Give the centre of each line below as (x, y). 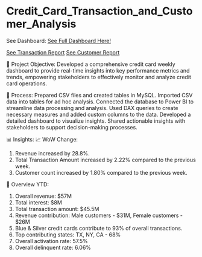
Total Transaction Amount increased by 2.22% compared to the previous (105, 160)
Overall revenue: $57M (43, 196)
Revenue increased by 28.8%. (52, 153)
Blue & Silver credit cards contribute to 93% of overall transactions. (99, 228)
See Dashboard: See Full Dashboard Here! (59, 41)
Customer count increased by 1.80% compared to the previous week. (101, 172)
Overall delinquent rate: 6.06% (53, 247)
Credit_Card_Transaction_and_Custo (99, 11)
